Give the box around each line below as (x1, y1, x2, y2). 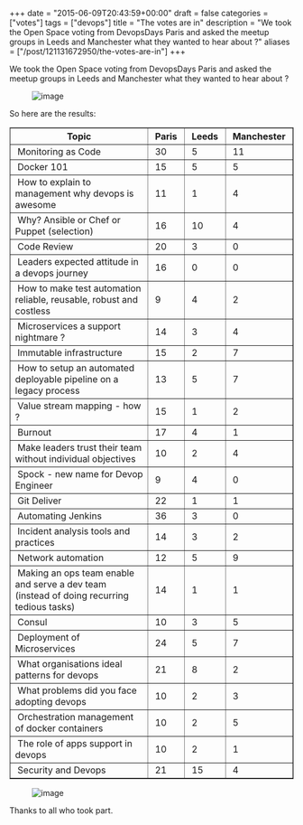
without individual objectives (14, 453, 136, 464)
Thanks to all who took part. (9, 805, 114, 816)
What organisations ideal (17, 658, 123, 670)
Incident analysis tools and (17, 525, 131, 537)
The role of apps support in (17, 737, 133, 749)
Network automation (17, 551, 105, 564)
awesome (14, 199, 57, 211)
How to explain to (17, 176, 92, 188)
